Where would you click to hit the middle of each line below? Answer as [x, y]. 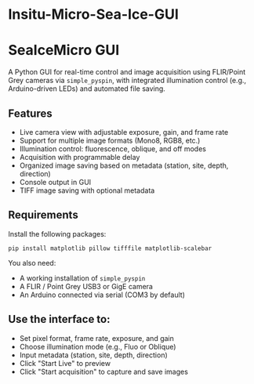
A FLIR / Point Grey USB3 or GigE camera [86, 286]
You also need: [32, 263]
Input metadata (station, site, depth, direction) [94, 355]
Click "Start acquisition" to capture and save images [103, 371]
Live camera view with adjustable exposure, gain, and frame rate [124, 132]
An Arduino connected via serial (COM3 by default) [102, 295]
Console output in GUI [55, 182]
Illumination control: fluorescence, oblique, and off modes [112, 149]
